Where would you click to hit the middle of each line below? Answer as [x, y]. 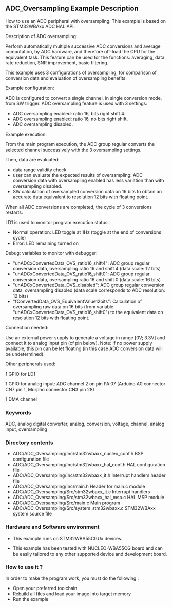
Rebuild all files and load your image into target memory [72, 594]
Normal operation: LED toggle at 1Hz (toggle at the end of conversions [87, 232]
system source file [32, 514]
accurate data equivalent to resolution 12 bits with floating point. [81, 197]
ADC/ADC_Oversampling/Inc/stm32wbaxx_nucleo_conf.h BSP [78, 454]
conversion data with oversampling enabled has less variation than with [88, 180]
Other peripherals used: [30, 364]
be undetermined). [25, 354]
